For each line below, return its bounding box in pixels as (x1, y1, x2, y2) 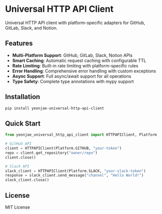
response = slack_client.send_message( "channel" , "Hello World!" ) (5, 173, 144, 178)
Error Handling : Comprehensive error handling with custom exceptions (12, 68, 156, 74)
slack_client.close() (5, 178, 50, 183)
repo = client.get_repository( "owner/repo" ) (5, 150, 98, 155)
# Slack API (5, 164, 29, 169)
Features (5, 39, 33, 48)
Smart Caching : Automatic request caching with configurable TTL (12, 58, 146, 63)
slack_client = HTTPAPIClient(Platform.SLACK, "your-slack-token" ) (5, 168, 146, 173)
